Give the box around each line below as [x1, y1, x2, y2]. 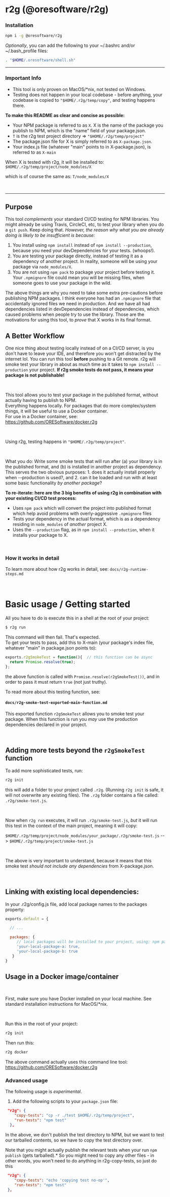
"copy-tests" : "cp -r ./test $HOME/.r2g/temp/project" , [14, 1113, 135, 1118]
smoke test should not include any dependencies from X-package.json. [5, 863, 154, 869]
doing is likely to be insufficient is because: [5, 232, 95, 239]
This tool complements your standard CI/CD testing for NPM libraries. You [5, 216, 159, 222]
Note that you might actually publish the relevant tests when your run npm [5, 1147, 157, 1153]
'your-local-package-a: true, [16, 944, 80, 949]
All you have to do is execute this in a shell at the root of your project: [5, 615, 150, 621]
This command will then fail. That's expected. [5, 634, 100, 640]
